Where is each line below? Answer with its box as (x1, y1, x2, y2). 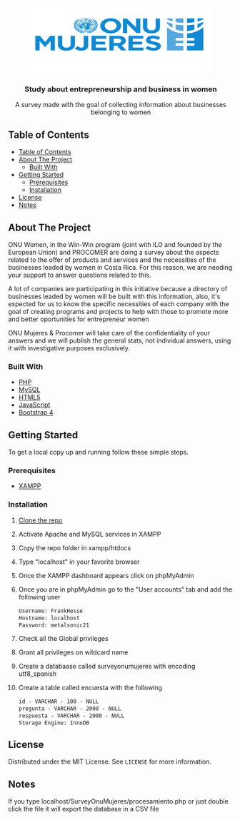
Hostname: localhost (18, 614, 80, 622)
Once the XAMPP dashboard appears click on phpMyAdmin (18, 571, 195, 579)
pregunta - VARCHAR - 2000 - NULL (18, 705, 121, 712)
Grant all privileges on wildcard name (18, 648, 129, 657)
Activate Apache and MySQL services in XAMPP (18, 530, 161, 538)
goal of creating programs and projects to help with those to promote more (8, 307, 229, 315)
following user (18, 592, 61, 601)
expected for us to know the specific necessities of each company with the (8, 299, 229, 308)
